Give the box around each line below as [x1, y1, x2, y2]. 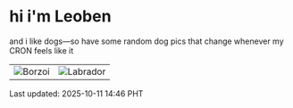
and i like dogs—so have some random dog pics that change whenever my [9, 36, 284, 46]
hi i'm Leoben [9, 6, 112, 27]
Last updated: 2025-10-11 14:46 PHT [9, 87, 144, 99]
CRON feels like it [9, 45, 74, 55]
